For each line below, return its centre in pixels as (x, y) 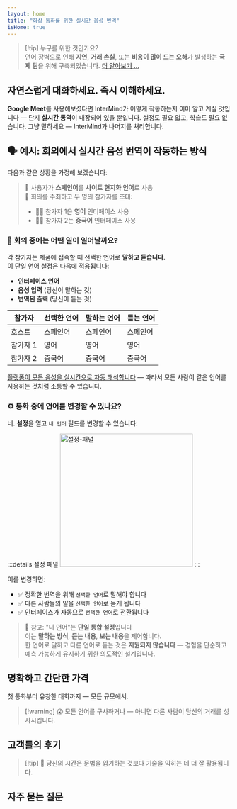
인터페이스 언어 (39, 281)
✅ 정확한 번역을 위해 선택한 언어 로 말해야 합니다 (82, 594)
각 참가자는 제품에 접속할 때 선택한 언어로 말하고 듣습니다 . (86, 257)
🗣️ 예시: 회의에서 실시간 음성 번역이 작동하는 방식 (107, 151)
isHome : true (27, 27)
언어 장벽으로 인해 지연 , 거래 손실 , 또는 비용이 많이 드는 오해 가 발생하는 (121, 57)
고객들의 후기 (34, 745)
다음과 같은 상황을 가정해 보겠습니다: (57, 172)
